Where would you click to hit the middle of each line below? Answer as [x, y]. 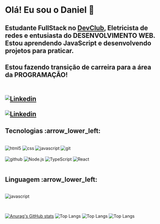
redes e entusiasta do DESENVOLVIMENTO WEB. [80, 35]
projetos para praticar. [40, 51]
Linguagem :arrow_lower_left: [51, 179]
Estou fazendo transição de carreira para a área [78, 67]
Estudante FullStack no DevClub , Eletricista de [77, 28]
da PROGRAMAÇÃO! [36, 75]
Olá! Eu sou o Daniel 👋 [50, 10]
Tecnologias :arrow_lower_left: [53, 131]
